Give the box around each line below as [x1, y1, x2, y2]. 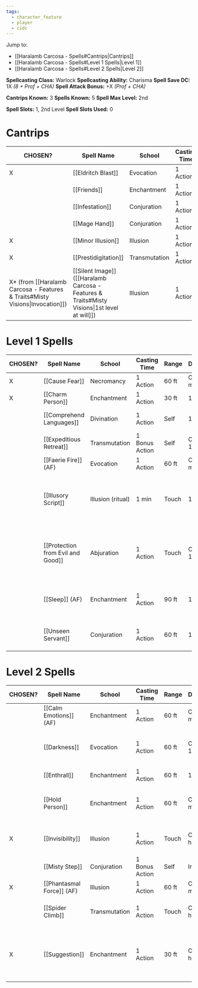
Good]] [43, 556, 64, 564]
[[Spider [43, 904, 67, 912]
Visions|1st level [72, 304, 119, 312]
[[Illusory [43, 491, 69, 500]
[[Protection [43, 541, 77, 550]
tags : [6, 8, 19, 15]
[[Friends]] [72, 186, 103, 194]
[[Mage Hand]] [72, 219, 115, 228]
